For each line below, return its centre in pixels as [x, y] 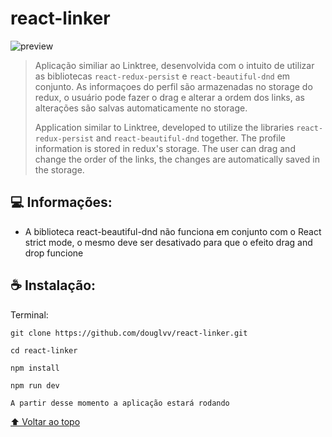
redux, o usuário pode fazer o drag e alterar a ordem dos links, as [169, 97]
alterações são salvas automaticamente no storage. [141, 108]
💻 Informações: [61, 202]
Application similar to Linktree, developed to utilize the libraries [164, 127]
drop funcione [54, 253]
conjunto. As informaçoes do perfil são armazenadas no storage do [173, 86]
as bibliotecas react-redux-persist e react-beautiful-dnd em [162, 76]
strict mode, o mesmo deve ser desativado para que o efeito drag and [168, 242]
